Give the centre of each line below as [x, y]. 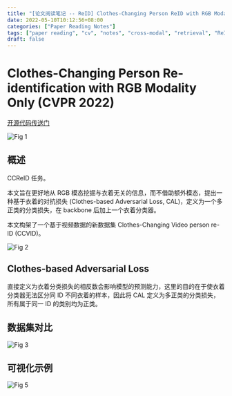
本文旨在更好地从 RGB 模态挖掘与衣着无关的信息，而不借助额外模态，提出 [112, 192]
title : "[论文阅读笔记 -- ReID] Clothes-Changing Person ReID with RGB [109, 13]
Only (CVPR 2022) [61, 103]
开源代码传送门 [28, 123]
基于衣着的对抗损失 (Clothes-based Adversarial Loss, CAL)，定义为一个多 [118, 201]
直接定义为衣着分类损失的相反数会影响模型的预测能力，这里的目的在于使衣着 [116, 286]
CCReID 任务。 [28, 178]
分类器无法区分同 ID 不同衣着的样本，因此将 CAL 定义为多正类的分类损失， [113, 295]
